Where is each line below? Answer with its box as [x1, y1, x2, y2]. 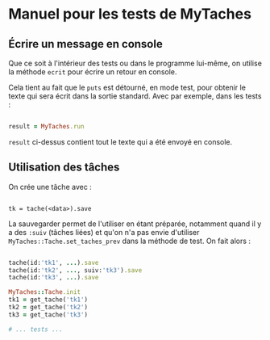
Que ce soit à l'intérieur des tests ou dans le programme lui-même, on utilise [8, 58, 262, 68]
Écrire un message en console [8, 37, 163, 51]
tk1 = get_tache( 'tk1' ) [8, 296, 89, 304]
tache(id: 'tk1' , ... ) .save [8, 258, 99, 267]
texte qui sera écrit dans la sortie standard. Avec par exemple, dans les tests [8, 91, 262, 101]
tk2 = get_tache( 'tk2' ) [8, 304, 89, 312]
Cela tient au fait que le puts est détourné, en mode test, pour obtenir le [8, 82, 246, 92]
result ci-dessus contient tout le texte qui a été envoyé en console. [8, 136, 233, 146]
